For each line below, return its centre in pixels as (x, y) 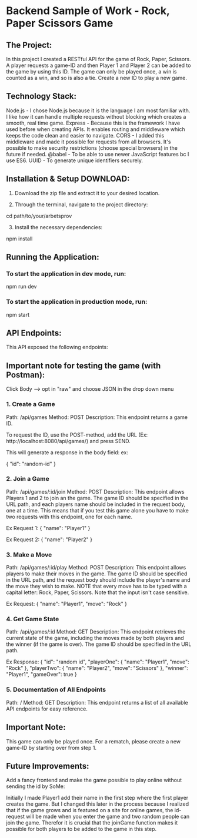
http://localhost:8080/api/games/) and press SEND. (68, 441)
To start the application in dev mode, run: (66, 273)
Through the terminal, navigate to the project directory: (81, 205)
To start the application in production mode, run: (77, 302)
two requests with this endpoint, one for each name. (69, 517)
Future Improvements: (48, 766)
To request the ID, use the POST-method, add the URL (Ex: (77, 435)
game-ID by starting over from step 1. (51, 748)
